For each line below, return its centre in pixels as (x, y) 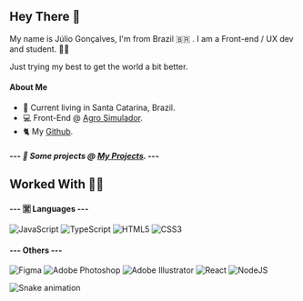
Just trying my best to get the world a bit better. (99, 66)
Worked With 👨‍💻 (57, 184)
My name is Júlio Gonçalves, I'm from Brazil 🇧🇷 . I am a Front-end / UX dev (151, 38)
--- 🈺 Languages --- (49, 208)
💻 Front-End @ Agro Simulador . (83, 118)
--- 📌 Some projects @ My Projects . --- (84, 156)
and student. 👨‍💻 (40, 49)
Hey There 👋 (45, 17)
